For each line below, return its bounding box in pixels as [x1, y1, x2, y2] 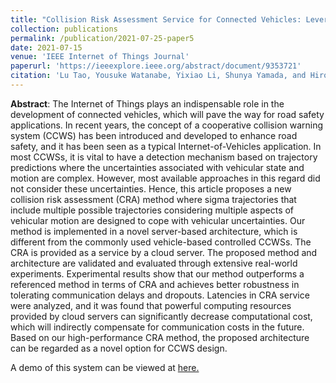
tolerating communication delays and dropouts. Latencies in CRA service [10, 289, 310, 301]
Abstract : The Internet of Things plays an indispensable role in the [10, 97, 285, 110]
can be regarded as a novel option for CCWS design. [10, 342, 228, 354]
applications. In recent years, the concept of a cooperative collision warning [10, 119, 324, 131]
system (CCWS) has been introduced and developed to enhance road [10, 129, 298, 141]
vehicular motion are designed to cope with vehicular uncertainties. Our [10, 214, 306, 226]
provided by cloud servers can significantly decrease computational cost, [10, 310, 313, 322]
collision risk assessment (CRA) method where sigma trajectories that [10, 193, 297, 205]
